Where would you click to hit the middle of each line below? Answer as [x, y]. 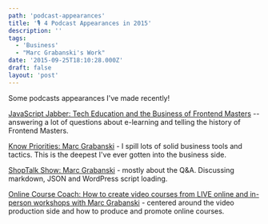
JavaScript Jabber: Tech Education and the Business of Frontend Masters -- [134, 114]
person [20, 202]
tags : [17, 38]
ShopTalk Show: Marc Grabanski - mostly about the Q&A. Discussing [121, 170]
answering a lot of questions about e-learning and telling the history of [125, 122]
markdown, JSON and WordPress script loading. [88, 178]
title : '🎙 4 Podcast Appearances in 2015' [80, 23]
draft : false [30, 68]
